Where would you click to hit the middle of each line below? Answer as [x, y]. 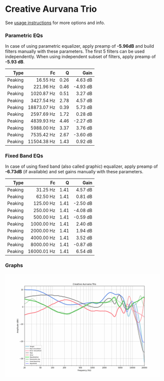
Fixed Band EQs [24, 156]
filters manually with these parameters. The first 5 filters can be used [75, 51]
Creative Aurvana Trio [51, 9]
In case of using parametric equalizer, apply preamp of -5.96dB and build [80, 46]
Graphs [14, 265]
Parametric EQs [24, 35]
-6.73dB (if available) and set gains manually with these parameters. [74, 172]
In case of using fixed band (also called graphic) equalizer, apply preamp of [82, 166]
